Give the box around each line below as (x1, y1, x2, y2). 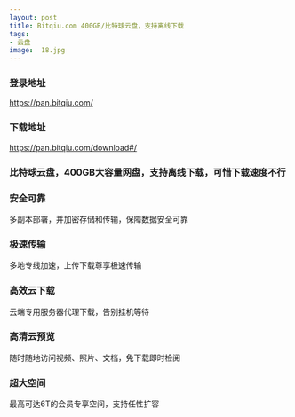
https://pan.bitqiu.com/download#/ (9, 142, 138, 153)
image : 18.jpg (9, 46, 66, 55)
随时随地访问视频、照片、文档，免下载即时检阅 (9, 352, 180, 363)
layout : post (9, 12, 58, 22)
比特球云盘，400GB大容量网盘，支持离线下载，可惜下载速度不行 (9, 166, 286, 178)
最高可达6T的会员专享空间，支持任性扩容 (9, 398, 160, 409)
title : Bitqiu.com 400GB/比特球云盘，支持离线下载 (9, 21, 185, 30)
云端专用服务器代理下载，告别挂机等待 (9, 306, 149, 317)
